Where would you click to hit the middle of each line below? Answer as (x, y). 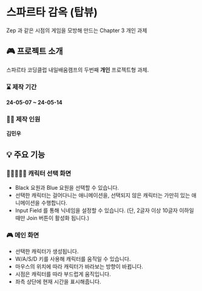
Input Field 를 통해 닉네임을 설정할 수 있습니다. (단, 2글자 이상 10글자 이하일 (104, 210)
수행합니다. (55, 203)
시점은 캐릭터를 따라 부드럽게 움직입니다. (63, 274)
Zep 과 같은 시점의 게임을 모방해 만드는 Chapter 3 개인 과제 (77, 30)
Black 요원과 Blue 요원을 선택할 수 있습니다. (67, 188)
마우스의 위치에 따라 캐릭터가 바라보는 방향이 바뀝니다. (79, 267)
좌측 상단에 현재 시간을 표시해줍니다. (58, 282)
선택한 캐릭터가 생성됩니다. (47, 252)
